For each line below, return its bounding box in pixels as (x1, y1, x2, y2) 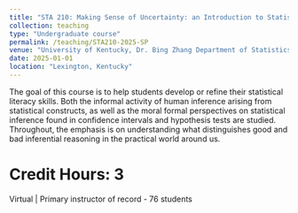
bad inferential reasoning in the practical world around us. (9, 133, 221, 144)
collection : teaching (9, 21, 90, 30)
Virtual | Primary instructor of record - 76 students (9, 194, 193, 204)
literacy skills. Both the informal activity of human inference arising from (9, 95, 272, 106)
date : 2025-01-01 (9, 54, 74, 63)
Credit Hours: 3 (9, 164, 124, 185)
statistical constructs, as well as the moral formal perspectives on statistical (9, 105, 286, 116)
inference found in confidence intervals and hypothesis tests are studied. (9, 114, 277, 125)
